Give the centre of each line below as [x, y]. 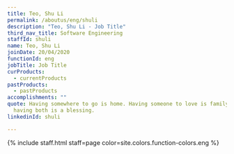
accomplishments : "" [37, 98]
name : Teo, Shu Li [34, 46]
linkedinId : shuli [34, 117]
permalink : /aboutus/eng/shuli [53, 20]
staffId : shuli [29, 40]
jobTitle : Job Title [37, 65]
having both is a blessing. [54, 110]
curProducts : [26, 71]
